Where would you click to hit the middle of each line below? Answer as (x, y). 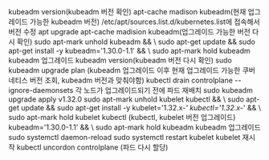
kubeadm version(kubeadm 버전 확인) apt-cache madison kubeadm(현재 (127, 12)
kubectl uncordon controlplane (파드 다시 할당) (92, 147)
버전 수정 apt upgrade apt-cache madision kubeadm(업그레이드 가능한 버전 (129, 32)
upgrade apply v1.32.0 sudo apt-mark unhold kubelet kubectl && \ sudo (126, 99)
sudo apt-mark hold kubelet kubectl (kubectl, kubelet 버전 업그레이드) (122, 117)
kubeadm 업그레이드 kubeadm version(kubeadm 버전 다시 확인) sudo (120, 60)
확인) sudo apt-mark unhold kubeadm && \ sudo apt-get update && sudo (136, 42)
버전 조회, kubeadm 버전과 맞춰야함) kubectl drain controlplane (131, 80)
